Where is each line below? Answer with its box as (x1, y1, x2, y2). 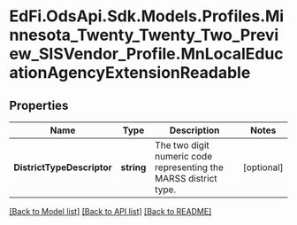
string (120, 161, 147, 174)
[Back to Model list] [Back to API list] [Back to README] (9, 206, 212, 216)
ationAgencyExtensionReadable (9, 63, 251, 83)
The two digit (154, 139, 209, 151)
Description (169, 124, 220, 136)
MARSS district (154, 173, 218, 184)
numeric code (154, 151, 213, 162)
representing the (154, 161, 224, 174)
